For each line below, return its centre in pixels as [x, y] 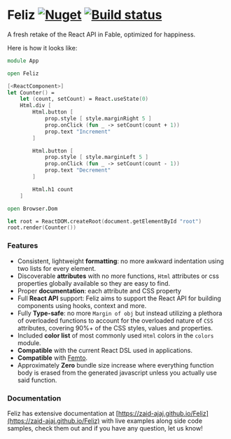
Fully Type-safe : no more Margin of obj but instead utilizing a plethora [120, 313]
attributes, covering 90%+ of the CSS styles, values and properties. [115, 328]
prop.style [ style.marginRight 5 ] [98, 119]
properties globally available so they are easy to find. [93, 283]
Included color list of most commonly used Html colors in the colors [115, 335]
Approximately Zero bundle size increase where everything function [115, 365]
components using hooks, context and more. [82, 305]
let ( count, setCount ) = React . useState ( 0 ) [84, 99]
